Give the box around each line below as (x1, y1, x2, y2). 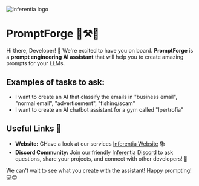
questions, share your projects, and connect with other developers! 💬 (15, 155, 188, 162)
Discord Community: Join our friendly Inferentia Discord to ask (15, 149, 174, 156)
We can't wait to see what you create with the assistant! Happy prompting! (6, 167, 192, 174)
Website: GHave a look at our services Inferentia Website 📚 (15, 139, 166, 147)
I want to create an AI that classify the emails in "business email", (15, 93, 177, 100)
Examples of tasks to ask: (6, 77, 105, 88)
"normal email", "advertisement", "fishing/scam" (15, 100, 135, 107)
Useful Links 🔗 (6, 124, 62, 134)
